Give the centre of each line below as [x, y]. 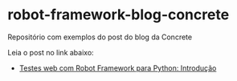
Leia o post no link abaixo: [51, 52]
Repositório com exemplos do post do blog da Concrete [100, 37]
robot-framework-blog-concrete [118, 15]
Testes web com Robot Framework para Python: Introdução [118, 68]
